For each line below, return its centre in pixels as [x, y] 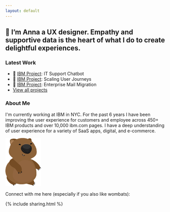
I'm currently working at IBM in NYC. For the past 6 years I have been [78, 114]
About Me [18, 103]
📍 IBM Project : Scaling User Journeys [52, 79]
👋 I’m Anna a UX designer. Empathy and [69, 32]
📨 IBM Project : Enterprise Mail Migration [54, 85]
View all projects [30, 90]
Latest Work [21, 62]
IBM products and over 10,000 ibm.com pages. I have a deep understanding [85, 125]
